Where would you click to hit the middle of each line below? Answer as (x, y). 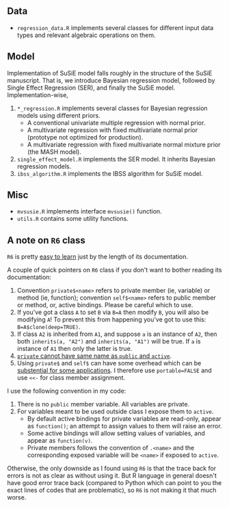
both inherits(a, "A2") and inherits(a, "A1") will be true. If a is (109, 341)
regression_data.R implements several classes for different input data (115, 27)
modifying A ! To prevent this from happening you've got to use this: (111, 320)
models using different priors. (58, 115)
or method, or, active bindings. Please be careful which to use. (105, 305)
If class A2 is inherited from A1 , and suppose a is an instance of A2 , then (117, 334)
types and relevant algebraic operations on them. (86, 35)
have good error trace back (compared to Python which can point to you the (114, 483)
